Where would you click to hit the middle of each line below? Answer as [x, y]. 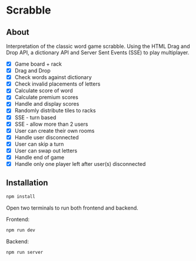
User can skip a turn [39, 144]
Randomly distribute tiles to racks [55, 110]
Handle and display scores [47, 104]
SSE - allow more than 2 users [51, 124]
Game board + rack [38, 64]
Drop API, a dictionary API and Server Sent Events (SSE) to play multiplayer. [98, 53]
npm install [21, 196]
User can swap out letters [46, 151]
